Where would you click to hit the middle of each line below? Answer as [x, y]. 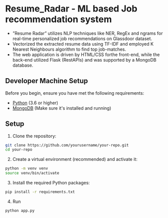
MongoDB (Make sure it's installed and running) [62, 108]
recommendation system [58, 19]
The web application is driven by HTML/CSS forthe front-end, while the [86, 54]
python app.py [20, 210]
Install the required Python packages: [51, 183]
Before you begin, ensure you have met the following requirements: [75, 93]
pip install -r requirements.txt [40, 192]
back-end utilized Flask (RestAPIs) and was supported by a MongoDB [84, 60]
